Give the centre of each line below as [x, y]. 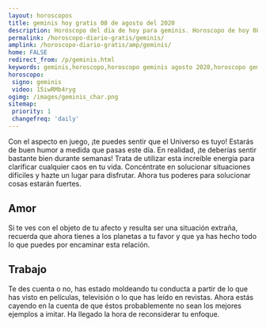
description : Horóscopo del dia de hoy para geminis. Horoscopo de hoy [129, 30]
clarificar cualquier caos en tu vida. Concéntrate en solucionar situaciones [129, 167]
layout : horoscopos [40, 15]
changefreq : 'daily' [46, 119]
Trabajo [28, 269]
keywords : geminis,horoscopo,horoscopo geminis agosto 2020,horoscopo [127, 67]
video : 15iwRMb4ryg [44, 89]
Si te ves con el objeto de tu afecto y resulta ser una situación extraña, [123, 228]
